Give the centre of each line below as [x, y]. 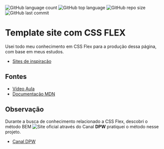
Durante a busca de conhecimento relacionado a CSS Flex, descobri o [77, 121]
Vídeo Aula [23, 88]
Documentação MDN [34, 94]
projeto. [13, 132]
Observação [24, 109]
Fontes [16, 77]
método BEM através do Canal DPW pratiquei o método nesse [82, 126]
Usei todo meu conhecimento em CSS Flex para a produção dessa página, [81, 46]
